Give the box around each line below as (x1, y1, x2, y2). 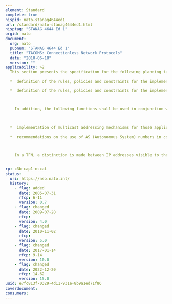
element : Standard (5, 7, 45, 13)
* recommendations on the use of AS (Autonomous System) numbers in (10, 134, 161, 139)
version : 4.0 (18, 219, 47, 224)
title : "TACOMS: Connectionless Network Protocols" (10, 50, 123, 55)
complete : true (5, 12, 38, 17)
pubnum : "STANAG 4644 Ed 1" (10, 46, 70, 51)
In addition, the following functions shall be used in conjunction (14, 106, 164, 111)
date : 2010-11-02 (18, 229, 56, 234)
